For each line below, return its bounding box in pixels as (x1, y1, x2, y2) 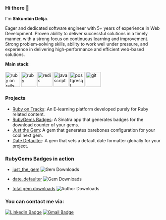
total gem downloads (12, 185, 55, 191)
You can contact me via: (5, 198, 64, 205)
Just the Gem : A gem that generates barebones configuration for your (12, 127, 156, 133)
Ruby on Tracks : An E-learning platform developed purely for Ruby (12, 106, 149, 112)
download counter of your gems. (12, 121, 79, 128)
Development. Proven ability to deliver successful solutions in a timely (5, 31, 148, 37)
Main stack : (5, 61, 30, 67)
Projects (5, 95, 26, 102)
